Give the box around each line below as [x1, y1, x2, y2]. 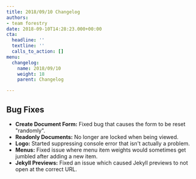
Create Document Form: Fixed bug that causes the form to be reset [15, 120, 186, 127]
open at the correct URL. [15, 165, 77, 173]
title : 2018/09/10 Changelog [6, 8, 80, 15]
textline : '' [12, 43, 45, 49]
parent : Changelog [17, 76, 64, 83]
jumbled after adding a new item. [15, 152, 98, 160]
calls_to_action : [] [12, 49, 64, 55]
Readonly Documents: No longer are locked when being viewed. [15, 133, 179, 140]
